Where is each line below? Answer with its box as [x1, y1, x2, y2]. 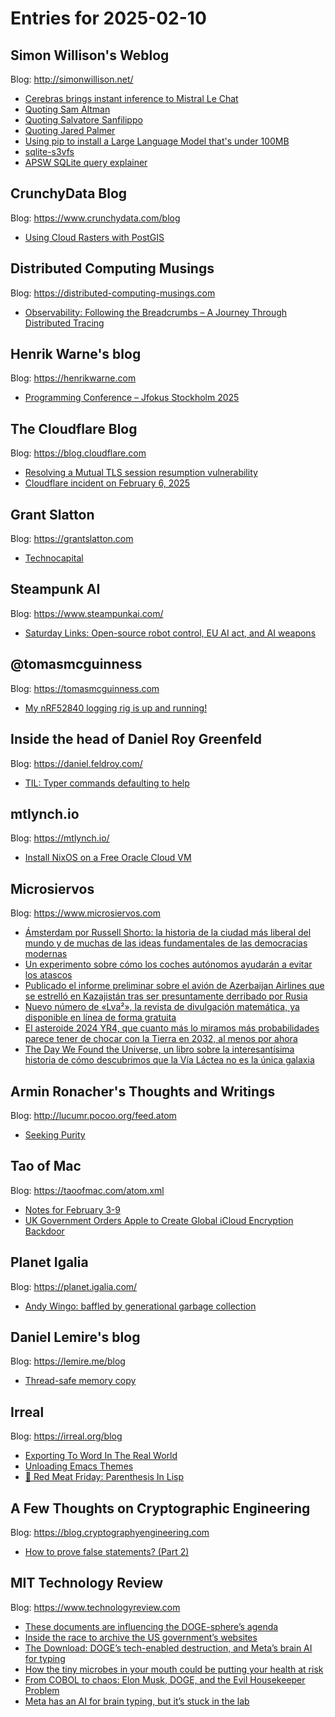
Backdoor [24, 1225, 65, 1237]
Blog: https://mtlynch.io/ [10, 832, 110, 844]
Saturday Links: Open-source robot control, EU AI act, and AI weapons [24, 627, 317, 639]
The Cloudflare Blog [10, 420, 138, 437]
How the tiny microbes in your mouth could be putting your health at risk [24, 1663, 324, 1675]
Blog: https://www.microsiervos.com [10, 907, 161, 919]
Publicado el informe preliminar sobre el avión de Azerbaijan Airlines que [24, 980, 325, 992]
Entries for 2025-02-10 [10, 7, 207, 30]
